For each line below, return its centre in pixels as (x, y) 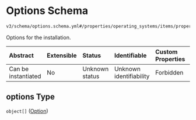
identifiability (132, 76)
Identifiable (130, 55)
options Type (31, 97)
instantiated (25, 76)
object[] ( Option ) (27, 111)
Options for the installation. (38, 37)
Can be (19, 69)
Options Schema (47, 11)
